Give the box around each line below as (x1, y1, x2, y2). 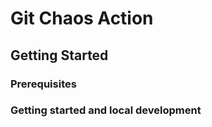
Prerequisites (10, 77, 77, 91)
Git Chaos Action (10, 7, 154, 30)
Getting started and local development (10, 103, 202, 117)
